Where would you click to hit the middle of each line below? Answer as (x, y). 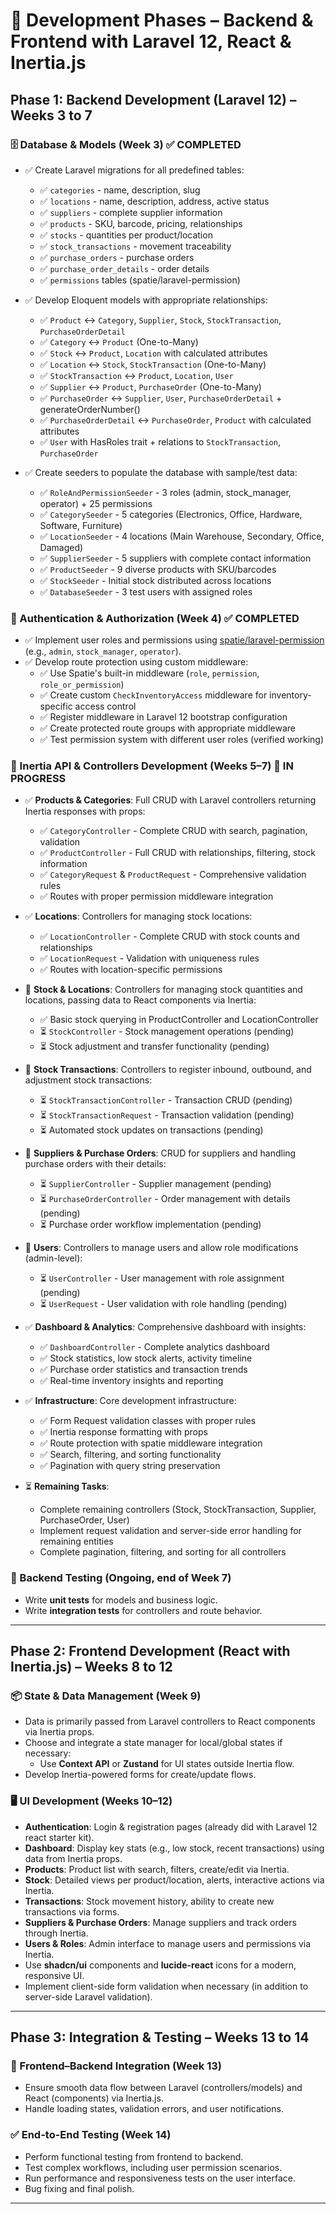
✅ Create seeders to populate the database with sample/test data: (161, 472)
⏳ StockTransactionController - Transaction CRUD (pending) (166, 1100)
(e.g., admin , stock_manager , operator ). (103, 651)
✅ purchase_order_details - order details (124, 268)
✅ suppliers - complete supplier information (131, 212)
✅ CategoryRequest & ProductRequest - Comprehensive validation (173, 875)
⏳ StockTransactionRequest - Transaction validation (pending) (167, 1115)
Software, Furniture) (81, 525)
